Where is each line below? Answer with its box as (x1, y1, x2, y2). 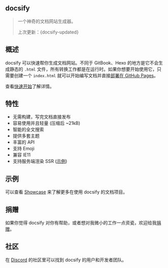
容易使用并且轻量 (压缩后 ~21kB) (12, 120, 80, 126)
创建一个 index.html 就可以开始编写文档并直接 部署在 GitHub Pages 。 (14, 72, 158, 78)
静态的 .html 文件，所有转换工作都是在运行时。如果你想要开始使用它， (9, 66, 157, 72)
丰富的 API (12, 139, 35, 145)
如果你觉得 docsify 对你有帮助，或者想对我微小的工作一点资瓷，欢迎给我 (5, 220, 157, 226)
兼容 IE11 (12, 152, 31, 158)
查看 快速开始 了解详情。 (5, 83, 54, 89)
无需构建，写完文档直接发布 (12, 114, 71, 120)
